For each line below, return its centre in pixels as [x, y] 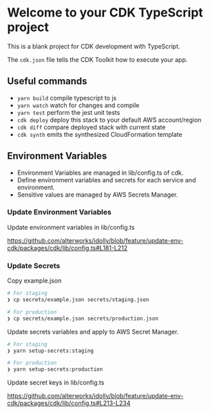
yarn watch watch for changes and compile [78, 105]
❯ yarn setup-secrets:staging [51, 351]
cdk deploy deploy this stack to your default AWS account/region [109, 120]
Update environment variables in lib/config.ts [71, 227]
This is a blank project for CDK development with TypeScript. [94, 46]
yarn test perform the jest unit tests [69, 112]
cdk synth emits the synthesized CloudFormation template [99, 134]
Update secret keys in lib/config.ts [56, 382]
